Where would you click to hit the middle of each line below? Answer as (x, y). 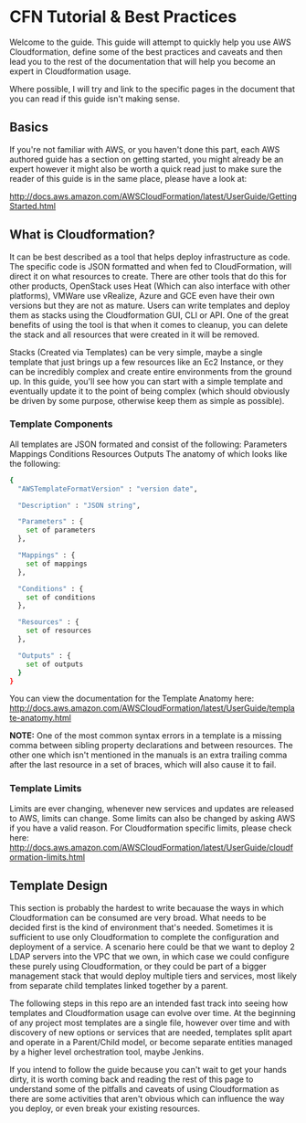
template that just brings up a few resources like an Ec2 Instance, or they (147, 362)
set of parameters (61, 530)
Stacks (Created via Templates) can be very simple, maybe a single (136, 352)
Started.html (33, 206)
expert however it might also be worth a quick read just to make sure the (146, 169)
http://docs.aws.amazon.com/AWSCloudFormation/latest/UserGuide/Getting (153, 196)
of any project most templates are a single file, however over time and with (150, 1022)
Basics (29, 127)
